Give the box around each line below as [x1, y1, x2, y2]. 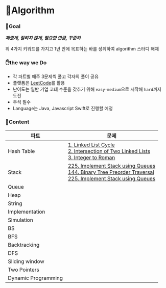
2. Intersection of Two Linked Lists [67, 148, 151, 155]
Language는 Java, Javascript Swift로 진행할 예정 [12, 105, 113, 111]
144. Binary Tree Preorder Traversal [67, 169, 154, 176]
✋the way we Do [5, 59, 47, 66]
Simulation [8, 217, 33, 224]
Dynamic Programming [8, 275, 63, 282]
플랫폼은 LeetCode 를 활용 [12, 80, 65, 86]
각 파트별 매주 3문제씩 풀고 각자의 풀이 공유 [12, 73, 99, 80]
